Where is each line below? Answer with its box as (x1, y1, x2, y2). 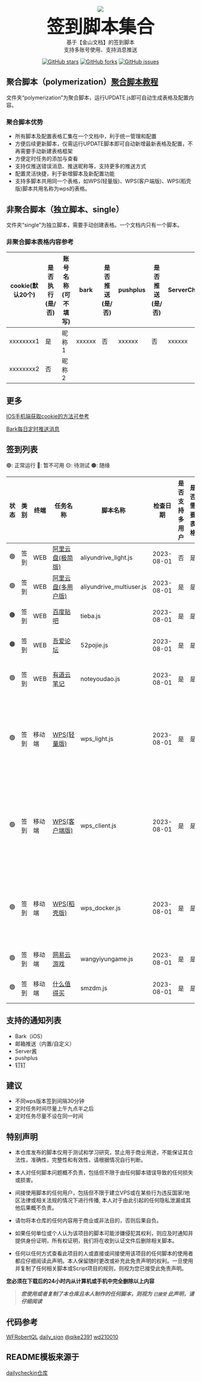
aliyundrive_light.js (80, 553, 133, 561)
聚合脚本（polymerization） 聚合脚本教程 (6, 77, 159, 87)
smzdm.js (80, 984, 108, 992)
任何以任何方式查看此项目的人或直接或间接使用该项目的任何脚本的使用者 (14, 1250, 193, 1257)
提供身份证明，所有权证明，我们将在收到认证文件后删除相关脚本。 (14, 1237, 178, 1244)
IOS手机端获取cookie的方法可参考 (6, 413, 90, 420)
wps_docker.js (80, 903, 121, 912)
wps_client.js (80, 821, 117, 830)
